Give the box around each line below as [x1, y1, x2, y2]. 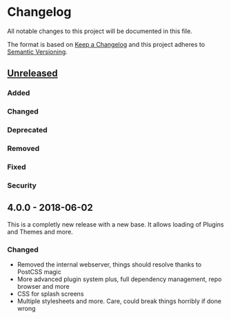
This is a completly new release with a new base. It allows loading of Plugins [7, 220, 224, 228]
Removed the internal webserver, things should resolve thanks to [17, 260, 202, 269]
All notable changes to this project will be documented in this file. [7, 27, 193, 35]
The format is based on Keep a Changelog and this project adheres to [7, 40, 205, 48]
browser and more [17, 282, 70, 290]
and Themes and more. [7, 227, 74, 236]
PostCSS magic [17, 267, 62, 276]
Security [7, 181, 37, 190]
